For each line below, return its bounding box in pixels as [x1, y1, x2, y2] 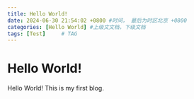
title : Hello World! [7, 10, 69, 18]
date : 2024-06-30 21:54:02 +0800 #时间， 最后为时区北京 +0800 [7, 17, 188, 24]
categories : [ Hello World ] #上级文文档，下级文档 [7, 23, 147, 30]
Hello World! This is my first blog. [7, 84, 104, 93]
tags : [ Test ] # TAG [7, 30, 78, 37]
